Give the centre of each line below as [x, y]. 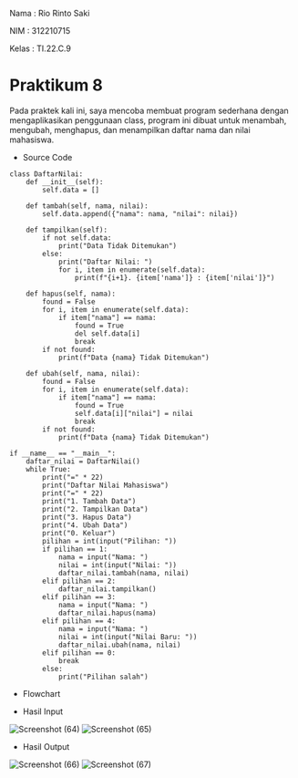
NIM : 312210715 [40, 31]
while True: [48, 469]
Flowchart [41, 693]
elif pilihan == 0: [79, 653]
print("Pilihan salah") [103, 677]
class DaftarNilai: [46, 174]
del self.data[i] [108, 333]
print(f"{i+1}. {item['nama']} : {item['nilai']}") [175, 277]
